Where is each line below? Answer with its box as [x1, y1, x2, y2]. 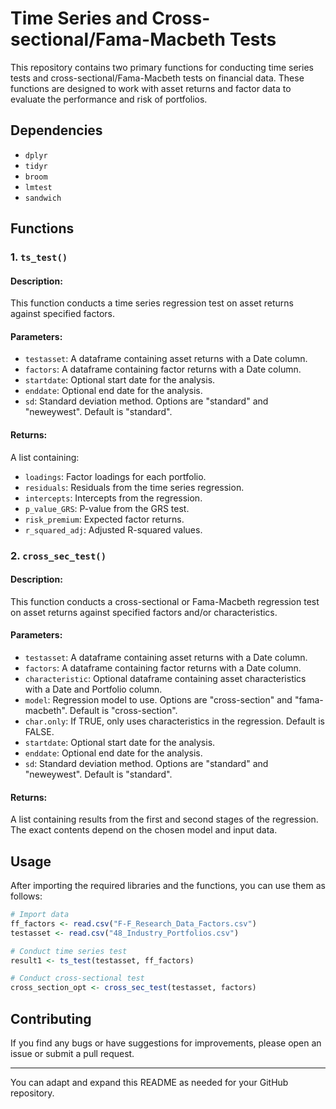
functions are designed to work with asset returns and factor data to [10, 82, 292, 94]
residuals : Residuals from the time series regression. [24, 481, 245, 493]
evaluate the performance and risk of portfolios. [10, 93, 208, 105]
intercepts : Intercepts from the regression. [24, 492, 203, 504]
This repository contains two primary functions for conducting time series [10, 61, 314, 73]
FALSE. [24, 726, 55, 737]
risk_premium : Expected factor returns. [24, 513, 185, 525]
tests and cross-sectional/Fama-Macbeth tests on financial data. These [10, 72, 305, 84]
